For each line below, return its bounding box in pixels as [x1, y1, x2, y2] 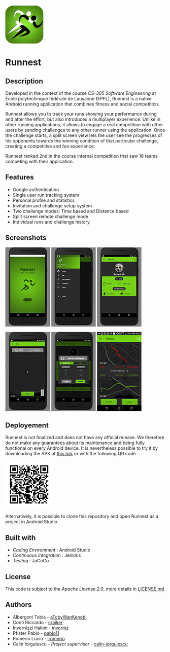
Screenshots [5, 234, 47, 242]
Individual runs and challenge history [12, 219, 90, 225]
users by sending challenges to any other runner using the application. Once [5, 127, 165, 133]
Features [5, 173, 34, 182]
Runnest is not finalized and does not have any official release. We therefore [5, 434, 165, 441]
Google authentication [12, 186, 59, 193]
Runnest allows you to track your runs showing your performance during [5, 111, 157, 117]
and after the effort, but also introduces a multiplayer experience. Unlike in [5, 116, 161, 122]
